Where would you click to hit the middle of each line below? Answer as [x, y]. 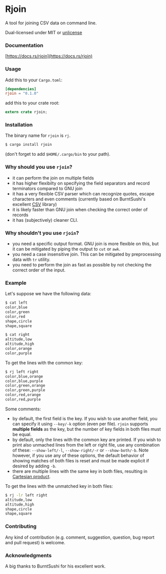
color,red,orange [23, 395]
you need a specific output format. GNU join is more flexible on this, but [85, 244]
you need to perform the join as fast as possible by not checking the [82, 264]
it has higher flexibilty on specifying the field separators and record [81, 183]
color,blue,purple [24, 381]
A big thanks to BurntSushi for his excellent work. [55, 566]
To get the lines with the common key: [44, 363]
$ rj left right [22, 372]
